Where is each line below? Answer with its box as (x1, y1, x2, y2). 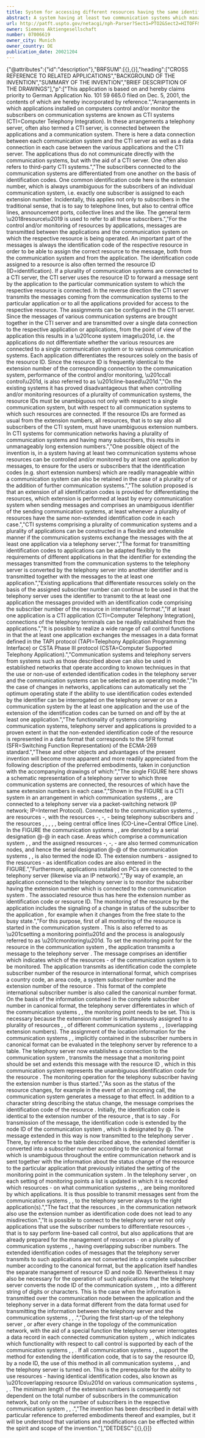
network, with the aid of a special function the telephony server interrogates (6, 1327, 198, 1334)
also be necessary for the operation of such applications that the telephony (6, 1275, 196, 1282)
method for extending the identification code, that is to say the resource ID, (6, 1353, 195, 1360)
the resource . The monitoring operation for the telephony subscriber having (6, 1073, 198, 1081)
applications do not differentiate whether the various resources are (6, 338, 174, 346)
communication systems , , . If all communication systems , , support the (6, 1346, 189, 1354)
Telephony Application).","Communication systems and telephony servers (6, 650, 191, 658)
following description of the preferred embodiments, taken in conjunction (6, 761, 190, 769)
